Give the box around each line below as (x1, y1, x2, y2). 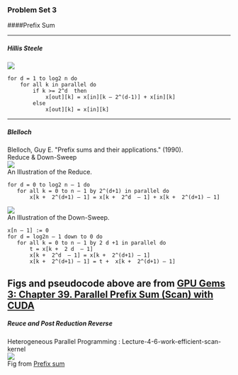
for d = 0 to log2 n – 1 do (7, 181, 91, 189)
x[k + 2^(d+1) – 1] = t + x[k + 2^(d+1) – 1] (29, 258, 176, 265)
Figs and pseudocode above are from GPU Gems (7, 277, 225, 289)
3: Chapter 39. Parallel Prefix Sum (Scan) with (7, 289, 214, 301)
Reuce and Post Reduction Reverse (7, 319, 113, 328)
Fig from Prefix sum (7, 359, 65, 368)
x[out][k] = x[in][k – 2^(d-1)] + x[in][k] (45, 94, 176, 101)
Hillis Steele (7, 44, 43, 52)
